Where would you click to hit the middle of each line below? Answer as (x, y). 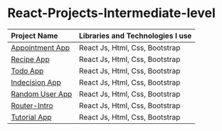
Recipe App (30, 59)
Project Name (35, 36)
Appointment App (40, 48)
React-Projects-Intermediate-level (111, 13)
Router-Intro (32, 105)
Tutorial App (31, 117)
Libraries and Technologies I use (136, 36)
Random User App (42, 94)
